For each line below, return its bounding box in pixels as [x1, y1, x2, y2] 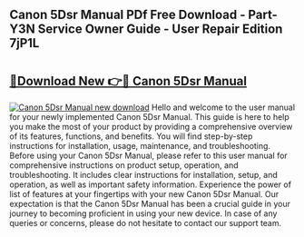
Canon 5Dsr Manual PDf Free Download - [9, 7, 246, 23]
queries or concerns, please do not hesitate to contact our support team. [9, 218, 282, 228]
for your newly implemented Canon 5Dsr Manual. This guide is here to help [9, 112, 290, 122]
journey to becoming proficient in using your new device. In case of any [9, 208, 278, 219]
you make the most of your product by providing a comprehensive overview [9, 122, 293, 132]
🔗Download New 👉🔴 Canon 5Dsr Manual [9, 73, 248, 89]
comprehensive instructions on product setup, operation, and [9, 160, 239, 171]
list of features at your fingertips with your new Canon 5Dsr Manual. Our [9, 189, 279, 199]
